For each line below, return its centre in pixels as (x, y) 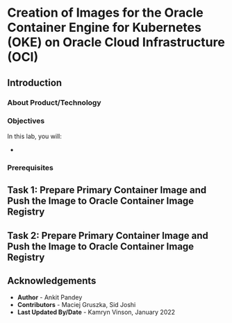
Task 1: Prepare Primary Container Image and (107, 190)
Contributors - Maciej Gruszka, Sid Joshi (76, 305)
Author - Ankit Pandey (50, 297)
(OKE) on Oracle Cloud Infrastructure (116, 42)
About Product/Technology (55, 102)
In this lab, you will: (35, 136)
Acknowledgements (52, 280)
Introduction (35, 82)
